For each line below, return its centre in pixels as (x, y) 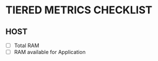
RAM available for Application (50, 52)
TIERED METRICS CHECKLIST (79, 10)
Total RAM (26, 45)
